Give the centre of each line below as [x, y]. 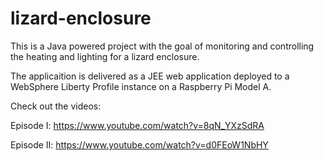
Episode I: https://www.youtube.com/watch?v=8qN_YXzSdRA [137, 125]
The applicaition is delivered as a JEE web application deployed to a [150, 76]
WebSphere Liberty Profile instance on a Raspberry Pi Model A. [141, 86]
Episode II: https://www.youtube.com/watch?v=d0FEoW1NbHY [139, 144]
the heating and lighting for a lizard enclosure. [105, 56]
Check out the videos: [56, 106]
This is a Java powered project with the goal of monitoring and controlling [162, 46]
